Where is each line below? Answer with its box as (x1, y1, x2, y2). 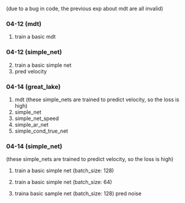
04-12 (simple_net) (6, 48, 62, 56)
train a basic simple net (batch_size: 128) (14, 167, 114, 174)
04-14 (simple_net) (6, 142, 63, 150)
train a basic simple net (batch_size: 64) (14, 179, 112, 186)
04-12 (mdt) (6, 20, 42, 28)
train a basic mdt (14, 33, 56, 40)
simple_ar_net (14, 121, 49, 128)
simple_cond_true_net (14, 127, 69, 134)
